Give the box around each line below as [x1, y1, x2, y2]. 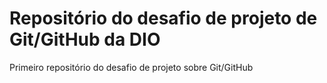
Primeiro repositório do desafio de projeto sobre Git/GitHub [9, 61, 254, 73]
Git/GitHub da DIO [9, 28, 161, 51]
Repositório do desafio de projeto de [9, 7, 318, 30]
